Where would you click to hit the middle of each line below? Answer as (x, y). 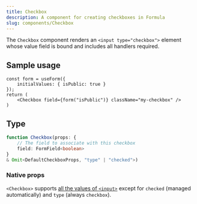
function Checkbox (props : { (41, 137)
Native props (26, 175)
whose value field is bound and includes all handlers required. (83, 46)
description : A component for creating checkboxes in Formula (86, 17)
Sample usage (34, 65)
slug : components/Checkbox (40, 23)
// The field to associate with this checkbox (76, 143)
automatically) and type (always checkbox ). (59, 194)
